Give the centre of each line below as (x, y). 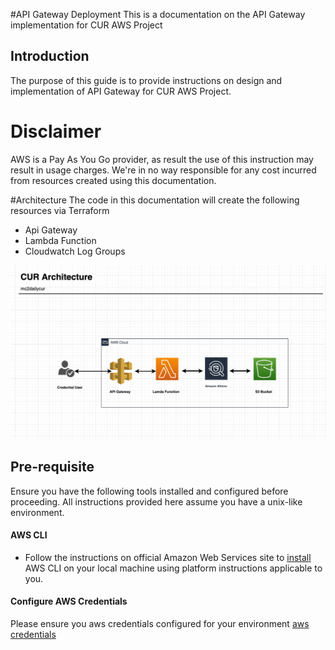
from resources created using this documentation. (113, 180)
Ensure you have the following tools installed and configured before (149, 491)
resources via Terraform (60, 210)
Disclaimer (56, 131)
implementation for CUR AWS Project (86, 25)
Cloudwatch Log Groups (75, 251)
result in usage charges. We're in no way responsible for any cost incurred (163, 170)
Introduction (50, 56)
